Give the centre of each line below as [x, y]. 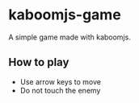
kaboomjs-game [65, 15]
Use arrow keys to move [60, 81]
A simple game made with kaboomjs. [69, 37]
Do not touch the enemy [60, 90]
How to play [39, 62]
